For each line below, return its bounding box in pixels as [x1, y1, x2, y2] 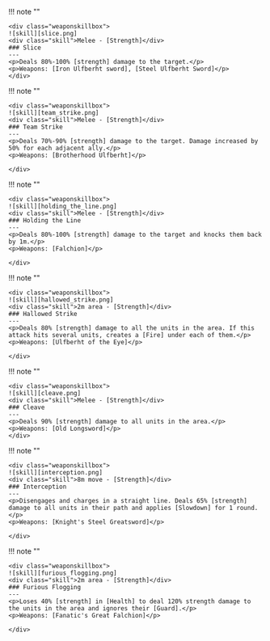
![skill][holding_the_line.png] [8, 202, 117, 210]
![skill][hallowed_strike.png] [8, 296, 114, 304]
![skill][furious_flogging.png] [8, 569, 117, 577]
